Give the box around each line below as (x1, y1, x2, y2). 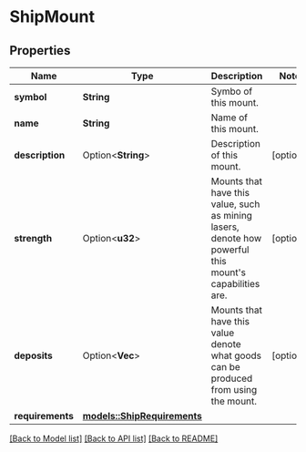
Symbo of (210, 85, 253, 98)
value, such (210, 198, 260, 211)
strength (14, 232, 53, 244)
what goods (210, 349, 262, 362)
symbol (14, 91, 47, 103)
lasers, (210, 221, 240, 233)
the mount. (210, 395, 258, 407)
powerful (210, 243, 250, 256)
